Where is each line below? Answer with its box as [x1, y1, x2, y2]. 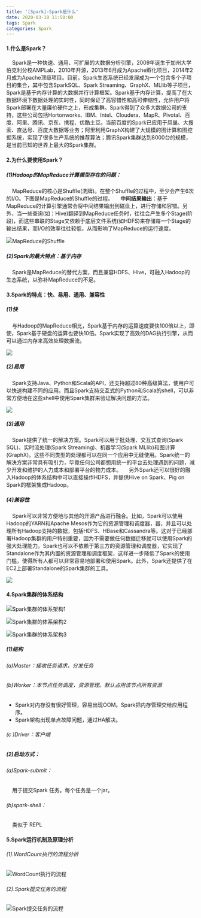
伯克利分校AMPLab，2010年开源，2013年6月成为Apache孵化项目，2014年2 [6, 66, 193, 74]
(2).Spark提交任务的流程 [6, 885, 67, 892]
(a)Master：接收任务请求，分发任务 [6, 662, 94, 669]
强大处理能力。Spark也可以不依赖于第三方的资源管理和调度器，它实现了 [6, 543, 184, 550]
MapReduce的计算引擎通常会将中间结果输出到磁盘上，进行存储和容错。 [6, 202, 183, 210]
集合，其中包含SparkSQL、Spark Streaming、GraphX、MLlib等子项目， [16, 81, 194, 89]
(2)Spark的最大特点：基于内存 [6, 252, 82, 259]
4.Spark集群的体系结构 [6, 591, 63, 598]
